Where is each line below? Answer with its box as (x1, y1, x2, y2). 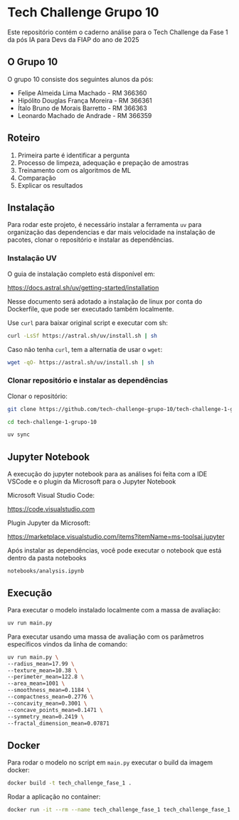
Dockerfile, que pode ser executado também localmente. (7, 304, 174, 313)
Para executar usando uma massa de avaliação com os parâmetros (7, 632, 204, 641)
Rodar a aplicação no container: (7, 792, 101, 801)
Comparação (17, 174, 56, 182)
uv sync (7, 431, 31, 438)
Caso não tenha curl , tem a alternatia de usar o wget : (7, 345, 163, 353)
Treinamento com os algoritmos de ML (17, 166, 132, 174)
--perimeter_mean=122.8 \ (7, 673, 84, 681)
